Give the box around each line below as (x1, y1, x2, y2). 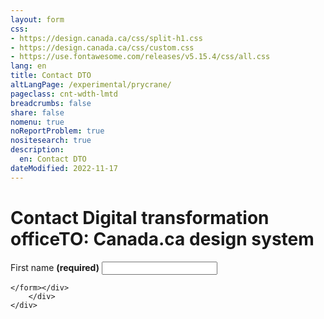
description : (10, 145, 65, 155)
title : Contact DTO (10, 71, 92, 81)
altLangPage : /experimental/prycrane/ (10, 80, 172, 90)
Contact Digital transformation (10, 206, 270, 229)
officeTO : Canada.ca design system (10, 227, 315, 250)
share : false (10, 107, 65, 118)
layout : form (10, 14, 65, 25)
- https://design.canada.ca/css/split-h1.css (10, 33, 203, 43)
